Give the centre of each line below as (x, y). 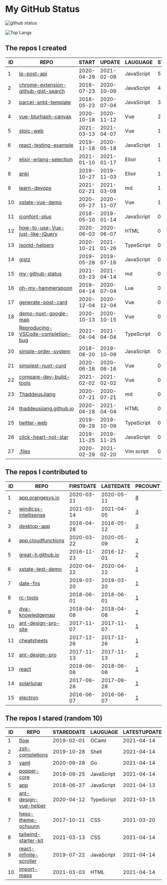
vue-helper (33, 806)
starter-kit (31, 841)
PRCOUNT (148, 486)
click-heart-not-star (44, 437)
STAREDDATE (69, 732)
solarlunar (31, 683)
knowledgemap (37, 615)
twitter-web (33, 422)
